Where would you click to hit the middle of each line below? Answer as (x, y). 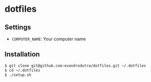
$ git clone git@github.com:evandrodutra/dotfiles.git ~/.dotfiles (75, 66)
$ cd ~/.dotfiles (22, 70)
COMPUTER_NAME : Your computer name (49, 39)
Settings (18, 27)
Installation (22, 54)
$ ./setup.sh (18, 75)
